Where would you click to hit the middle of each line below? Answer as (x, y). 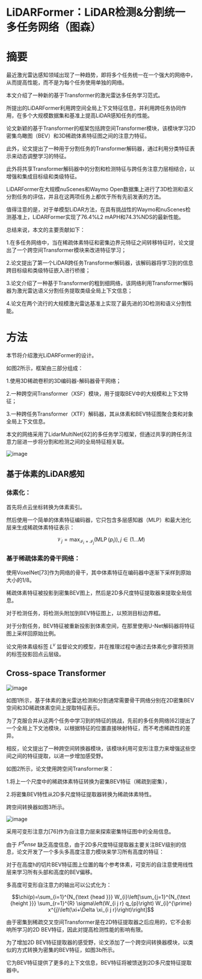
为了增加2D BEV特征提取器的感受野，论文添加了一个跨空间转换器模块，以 (97, 942)
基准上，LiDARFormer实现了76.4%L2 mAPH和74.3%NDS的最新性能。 (98, 217)
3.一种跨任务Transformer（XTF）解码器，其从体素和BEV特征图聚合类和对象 (100, 414)
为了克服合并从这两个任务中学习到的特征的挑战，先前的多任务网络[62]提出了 (101, 720)
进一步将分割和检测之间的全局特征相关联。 (75, 442)
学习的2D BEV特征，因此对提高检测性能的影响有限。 (81, 930)
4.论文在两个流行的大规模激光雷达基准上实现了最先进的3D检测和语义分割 (96, 304)
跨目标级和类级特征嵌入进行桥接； (48, 271)
